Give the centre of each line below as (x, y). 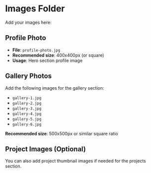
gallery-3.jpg (27, 109)
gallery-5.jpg (27, 119)
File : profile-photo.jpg (36, 50)
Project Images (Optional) (46, 149)
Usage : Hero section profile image (47, 60)
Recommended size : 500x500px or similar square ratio (62, 133)
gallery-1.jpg (27, 98)
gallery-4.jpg (27, 114)
